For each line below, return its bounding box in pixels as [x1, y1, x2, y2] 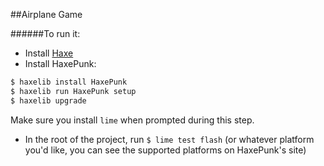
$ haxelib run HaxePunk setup [10, 86, 137, 96]
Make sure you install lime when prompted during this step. [10, 114, 255, 126]
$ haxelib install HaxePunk [10, 77, 128, 87]
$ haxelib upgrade [10, 95, 87, 106]
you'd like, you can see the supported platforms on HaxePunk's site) [24, 144, 307, 156]
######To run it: [10, 28, 81, 39]
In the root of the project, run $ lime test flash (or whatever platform [24, 133, 315, 145]
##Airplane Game [10, 9, 83, 20]
